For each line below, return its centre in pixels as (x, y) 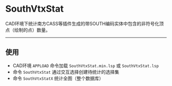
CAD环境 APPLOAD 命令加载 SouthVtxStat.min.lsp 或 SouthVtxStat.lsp (86, 65)
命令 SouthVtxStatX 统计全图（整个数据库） (58, 78)
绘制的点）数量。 (32, 30)
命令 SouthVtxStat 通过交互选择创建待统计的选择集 (66, 72)
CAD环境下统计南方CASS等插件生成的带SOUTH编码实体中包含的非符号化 (82, 23)
